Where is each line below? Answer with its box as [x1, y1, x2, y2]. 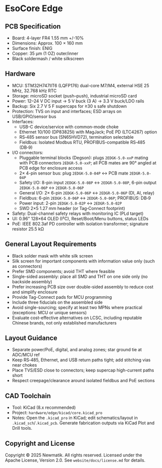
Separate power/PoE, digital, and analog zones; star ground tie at [12, 347, 142, 353]
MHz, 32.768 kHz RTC [12, 88, 57, 94]
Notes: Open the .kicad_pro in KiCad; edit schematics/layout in [12, 415, 138, 421]
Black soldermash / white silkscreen [12, 56, 84, 61]
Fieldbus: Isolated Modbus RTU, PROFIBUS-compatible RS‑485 [19, 139, 146, 145]
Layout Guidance [5, 334, 58, 342]
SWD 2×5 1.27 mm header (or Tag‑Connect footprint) [19, 205, 125, 211]
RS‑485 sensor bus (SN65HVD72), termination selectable [19, 134, 134, 140]
